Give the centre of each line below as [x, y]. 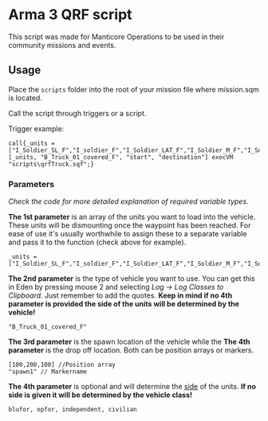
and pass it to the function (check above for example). [97, 242]
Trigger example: [36, 128]
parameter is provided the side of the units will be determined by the [124, 304]
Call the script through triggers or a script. [77, 113]
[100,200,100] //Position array [62, 365]
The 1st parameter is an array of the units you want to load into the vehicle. [132, 217]
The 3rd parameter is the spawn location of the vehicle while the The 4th [129, 342]
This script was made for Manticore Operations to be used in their [116, 37]
